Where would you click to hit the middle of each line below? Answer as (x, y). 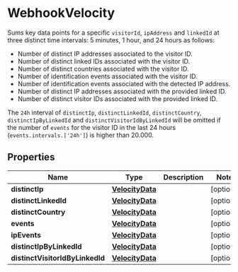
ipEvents (26, 235)
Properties (31, 157)
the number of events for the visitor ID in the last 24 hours (91, 127)
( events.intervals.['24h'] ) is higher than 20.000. (81, 135)
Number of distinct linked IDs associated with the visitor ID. (104, 61)
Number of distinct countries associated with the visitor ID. (103, 69)
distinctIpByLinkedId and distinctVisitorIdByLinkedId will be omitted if (114, 120)
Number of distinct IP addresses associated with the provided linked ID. (122, 91)
